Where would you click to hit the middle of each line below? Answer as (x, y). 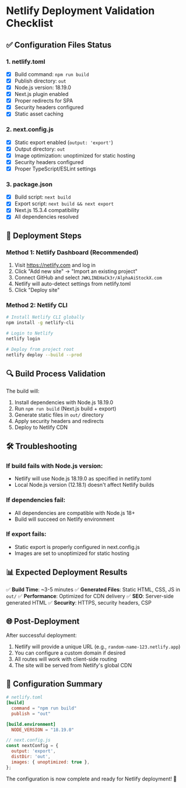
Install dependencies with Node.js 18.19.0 (64, 402)
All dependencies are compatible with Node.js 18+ (75, 513)
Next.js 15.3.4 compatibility (47, 210)
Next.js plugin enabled (41, 94)
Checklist (30, 23)
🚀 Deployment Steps (44, 236)
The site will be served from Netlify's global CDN (73, 666)
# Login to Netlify (30, 333)
